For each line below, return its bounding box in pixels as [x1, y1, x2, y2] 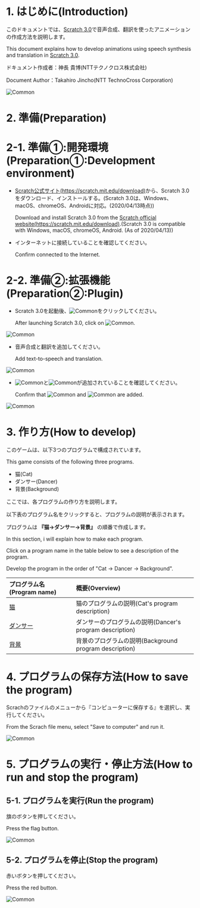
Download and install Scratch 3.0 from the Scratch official [14, 214, 157, 221]
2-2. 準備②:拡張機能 [6, 274, 111, 287]
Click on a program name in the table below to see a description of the [6, 547, 179, 554]
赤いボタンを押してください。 [6, 872, 79, 879]
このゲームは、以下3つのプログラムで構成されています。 [6, 446, 144, 453]
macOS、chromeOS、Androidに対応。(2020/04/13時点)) [14, 202, 155, 209]
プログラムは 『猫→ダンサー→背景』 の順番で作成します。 [6, 523, 149, 530]
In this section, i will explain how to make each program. [6, 535, 144, 542]
